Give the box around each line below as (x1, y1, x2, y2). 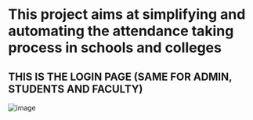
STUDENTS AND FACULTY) (8, 82, 143, 96)
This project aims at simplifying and (8, 5, 246, 24)
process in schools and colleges (8, 39, 222, 56)
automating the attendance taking (8, 22, 234, 40)
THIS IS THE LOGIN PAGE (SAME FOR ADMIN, (8, 70, 233, 83)
